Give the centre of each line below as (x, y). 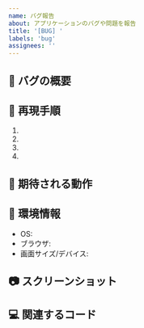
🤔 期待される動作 (51, 184)
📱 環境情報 (34, 214)
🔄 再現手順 (34, 110)
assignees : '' (32, 46)
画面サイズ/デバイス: (54, 253)
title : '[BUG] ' (36, 31)
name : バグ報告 (32, 16)
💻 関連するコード (53, 315)
